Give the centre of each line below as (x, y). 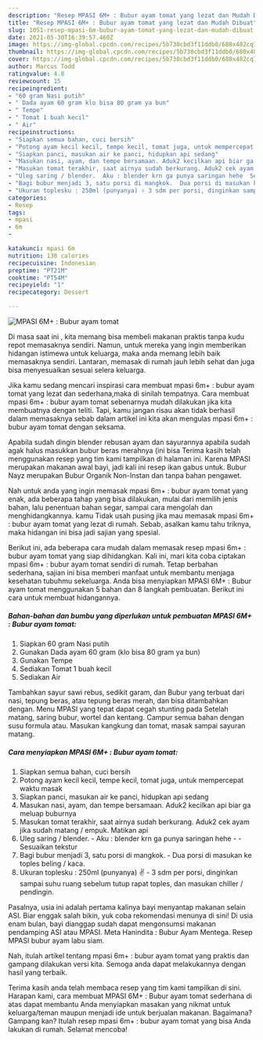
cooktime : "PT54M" (38, 278)
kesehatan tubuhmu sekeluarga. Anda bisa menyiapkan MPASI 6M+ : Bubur (130, 581)
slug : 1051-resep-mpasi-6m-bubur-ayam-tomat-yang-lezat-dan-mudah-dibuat (131, 30)
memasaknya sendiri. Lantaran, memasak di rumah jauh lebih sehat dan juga (131, 361)
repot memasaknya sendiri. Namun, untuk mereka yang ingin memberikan (127, 345)
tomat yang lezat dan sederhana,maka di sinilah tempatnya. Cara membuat (129, 394)
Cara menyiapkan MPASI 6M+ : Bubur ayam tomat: (93, 752)
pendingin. (37, 892)
